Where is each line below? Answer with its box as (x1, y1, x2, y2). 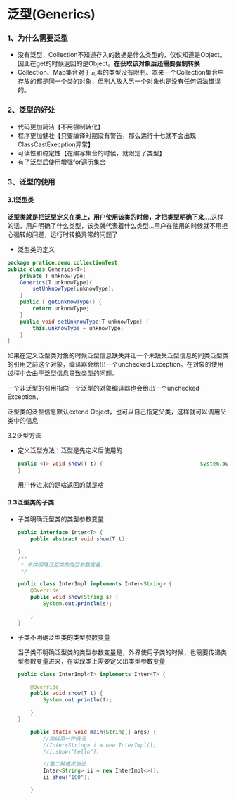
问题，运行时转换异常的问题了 (31, 230, 118, 239)
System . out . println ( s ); (43, 600, 112, 607)
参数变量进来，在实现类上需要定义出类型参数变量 (23, 656, 166, 665)
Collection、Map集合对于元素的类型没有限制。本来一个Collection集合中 (17, 68, 225, 77)
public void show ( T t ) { (30, 690, 103, 697)
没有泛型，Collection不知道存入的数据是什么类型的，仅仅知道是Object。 (17, 51, 226, 59)
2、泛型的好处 (7, 105, 55, 115)
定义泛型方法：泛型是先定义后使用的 (17, 446, 123, 455)
